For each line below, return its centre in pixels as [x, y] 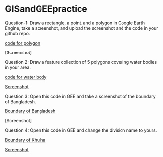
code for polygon [23, 43]
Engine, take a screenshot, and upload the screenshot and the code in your [81, 28]
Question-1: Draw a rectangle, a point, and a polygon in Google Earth [75, 23]
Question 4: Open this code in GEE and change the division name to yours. [81, 130]
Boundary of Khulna [25, 140]
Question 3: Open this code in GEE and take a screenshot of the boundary [80, 96]
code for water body [26, 77]
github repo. [18, 33]
